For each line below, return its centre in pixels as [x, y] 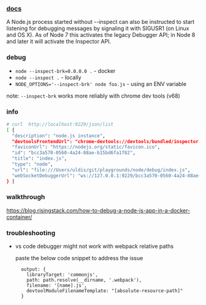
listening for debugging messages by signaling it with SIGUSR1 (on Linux [98, 28]
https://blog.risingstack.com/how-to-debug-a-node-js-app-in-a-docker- [98, 210]
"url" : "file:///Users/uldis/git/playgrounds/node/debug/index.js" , [101, 170]
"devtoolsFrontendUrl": [42, 141]
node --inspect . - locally [48, 77]
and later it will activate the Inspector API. [59, 42]
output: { [33, 269]
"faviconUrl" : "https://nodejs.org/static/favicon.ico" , [86, 147]
